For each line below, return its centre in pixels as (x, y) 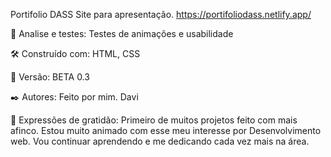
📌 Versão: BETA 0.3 (50, 77)
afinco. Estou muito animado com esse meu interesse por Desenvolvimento (166, 130)
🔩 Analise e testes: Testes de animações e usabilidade (122, 33)
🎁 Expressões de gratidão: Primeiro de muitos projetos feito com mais (154, 120)
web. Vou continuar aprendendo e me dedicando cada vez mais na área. (160, 141)
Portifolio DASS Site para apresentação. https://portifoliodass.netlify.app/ (161, 14)
